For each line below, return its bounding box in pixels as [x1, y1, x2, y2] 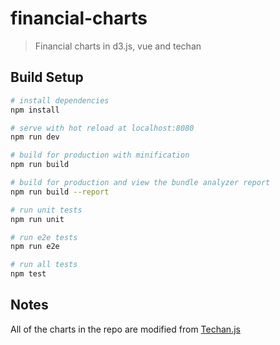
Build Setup [10, 69, 84, 86]
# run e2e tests [10, 232, 78, 242]
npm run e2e [10, 242, 60, 252]
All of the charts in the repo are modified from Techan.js [10, 323, 241, 335]
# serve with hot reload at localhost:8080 [10, 123, 195, 133]
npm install [10, 105, 60, 115]
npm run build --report [10, 187, 110, 197]
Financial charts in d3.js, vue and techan [34, 40, 202, 52]
